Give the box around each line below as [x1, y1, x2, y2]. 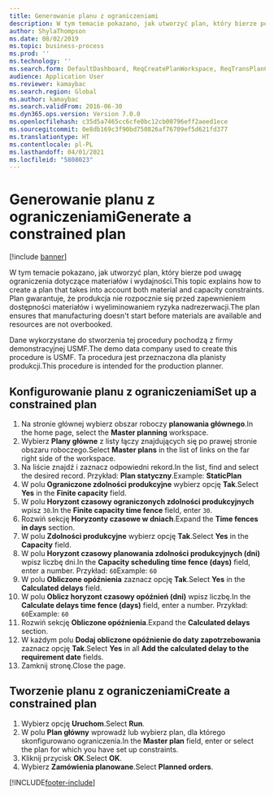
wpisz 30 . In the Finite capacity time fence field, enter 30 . [20, 506, 213, 515]
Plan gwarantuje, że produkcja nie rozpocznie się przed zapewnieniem [9, 293, 246, 303]
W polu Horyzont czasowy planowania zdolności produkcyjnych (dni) [20, 549, 261, 558]
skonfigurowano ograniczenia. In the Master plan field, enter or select [20, 736, 254, 745]
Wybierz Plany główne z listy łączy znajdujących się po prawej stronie [20, 437, 258, 445]
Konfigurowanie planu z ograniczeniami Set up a [9, 384, 257, 398]
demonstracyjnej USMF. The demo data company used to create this [9, 344, 238, 354]
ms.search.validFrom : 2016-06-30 [9, 102, 123, 111]
